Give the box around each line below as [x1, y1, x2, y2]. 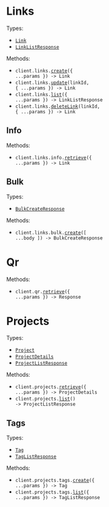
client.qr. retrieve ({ [15, 288, 70, 295]
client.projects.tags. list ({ [15, 489, 90, 495]
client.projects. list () [15, 396, 76, 402]
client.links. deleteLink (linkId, [15, 103, 100, 110]
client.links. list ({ [15, 91, 68, 97]
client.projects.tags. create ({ [15, 478, 95, 484]
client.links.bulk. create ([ [15, 230, 86, 236]
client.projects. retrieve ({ [15, 384, 86, 390]
